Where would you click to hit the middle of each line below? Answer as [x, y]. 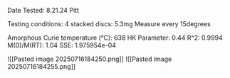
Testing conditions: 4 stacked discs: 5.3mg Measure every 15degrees [109, 24]
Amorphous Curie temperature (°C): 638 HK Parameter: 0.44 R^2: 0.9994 [115, 38]
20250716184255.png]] [42, 66]
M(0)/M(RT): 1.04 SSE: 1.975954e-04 [62, 45]
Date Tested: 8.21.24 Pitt [43, 10]
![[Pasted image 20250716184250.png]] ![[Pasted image [90, 59]
